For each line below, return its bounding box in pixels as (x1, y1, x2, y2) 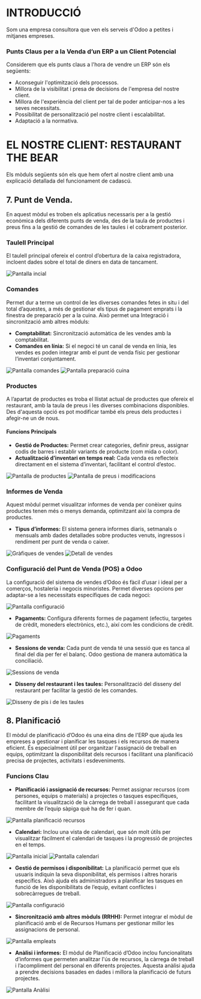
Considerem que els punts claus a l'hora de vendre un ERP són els (6, 61, 170, 68)
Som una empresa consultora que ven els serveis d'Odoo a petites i (6, 26, 174, 33)
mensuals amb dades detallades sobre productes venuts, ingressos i (14, 532, 185, 539)
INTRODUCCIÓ (6, 6, 82, 20)
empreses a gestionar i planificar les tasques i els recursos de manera (6, 738, 179, 745)
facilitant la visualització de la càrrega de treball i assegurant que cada (14, 798, 190, 806)
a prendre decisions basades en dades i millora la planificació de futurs (14, 968, 191, 976)
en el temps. (14, 841, 46, 848)
